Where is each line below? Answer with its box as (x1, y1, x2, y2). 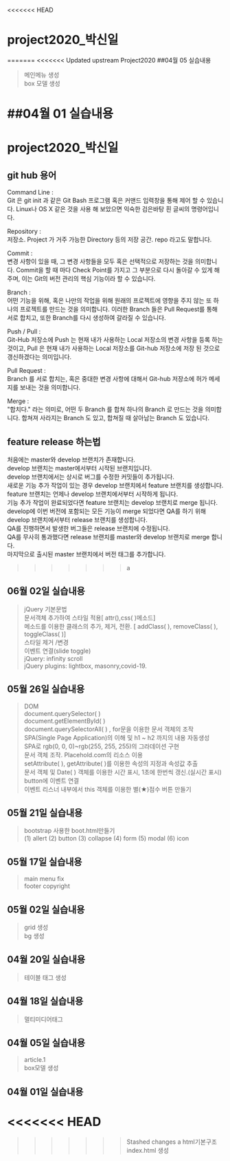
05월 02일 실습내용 (7, 904, 85, 915)
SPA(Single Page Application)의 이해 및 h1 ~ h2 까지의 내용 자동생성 (23, 733, 210, 741)
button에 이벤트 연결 (23, 777, 80, 785)
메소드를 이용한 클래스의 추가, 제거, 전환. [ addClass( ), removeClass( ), (23, 622, 218, 630)
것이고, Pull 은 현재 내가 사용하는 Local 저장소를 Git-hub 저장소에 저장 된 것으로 (7, 344, 220, 353)
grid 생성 (23, 923, 49, 931)
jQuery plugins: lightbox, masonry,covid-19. (23, 662, 148, 670)
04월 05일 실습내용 (7, 1037, 86, 1049)
